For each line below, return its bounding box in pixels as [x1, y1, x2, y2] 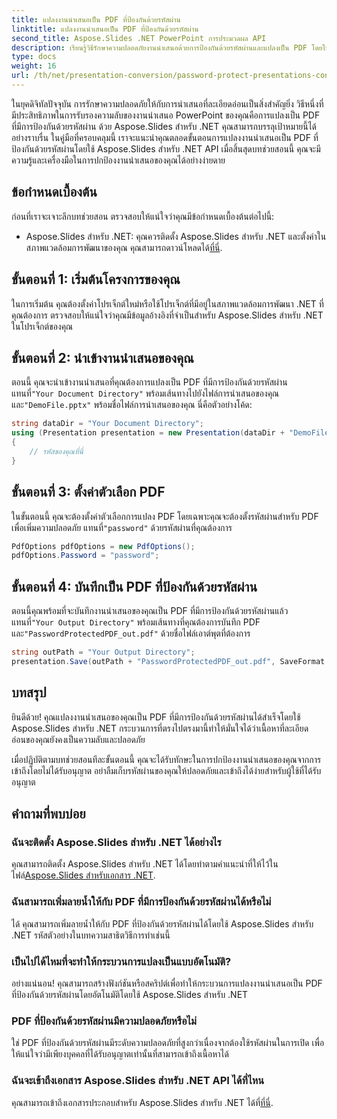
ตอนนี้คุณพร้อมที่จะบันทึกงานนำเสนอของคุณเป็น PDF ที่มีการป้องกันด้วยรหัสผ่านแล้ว [11, 605, 289, 617]
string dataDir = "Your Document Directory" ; [11, 419, 204, 429]
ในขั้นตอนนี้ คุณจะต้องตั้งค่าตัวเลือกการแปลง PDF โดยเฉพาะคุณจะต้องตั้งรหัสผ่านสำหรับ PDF [11, 510, 319, 522]
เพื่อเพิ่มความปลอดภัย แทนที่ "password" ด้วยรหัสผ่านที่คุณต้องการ [11, 521, 233, 533]
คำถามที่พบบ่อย [11, 806, 86, 823]
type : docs [11, 52, 57, 62]
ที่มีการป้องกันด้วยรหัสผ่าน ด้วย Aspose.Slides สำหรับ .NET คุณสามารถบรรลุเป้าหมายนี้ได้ [11, 120, 318, 132]
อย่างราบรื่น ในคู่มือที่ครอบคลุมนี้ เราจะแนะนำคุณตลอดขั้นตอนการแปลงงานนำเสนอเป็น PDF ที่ [11, 131, 319, 143]
